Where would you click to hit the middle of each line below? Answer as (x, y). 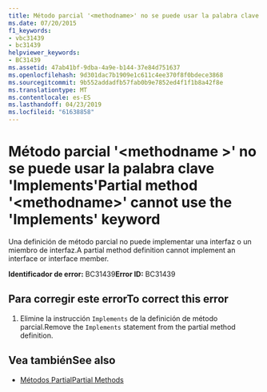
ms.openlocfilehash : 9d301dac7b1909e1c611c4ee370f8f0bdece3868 (116, 75)
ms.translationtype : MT (48, 90)
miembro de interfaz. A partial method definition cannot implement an (122, 250)
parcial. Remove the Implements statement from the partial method (128, 327)
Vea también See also (62, 360)
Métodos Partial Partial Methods (72, 379)
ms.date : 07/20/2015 (43, 23)
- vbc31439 (26, 38)
